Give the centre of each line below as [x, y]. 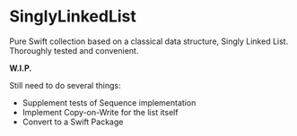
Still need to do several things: [65, 85]
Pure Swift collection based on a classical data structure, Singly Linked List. [149, 41]
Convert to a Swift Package [73, 122]
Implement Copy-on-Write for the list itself [100, 112]
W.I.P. [21, 68]
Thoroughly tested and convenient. [74, 50]
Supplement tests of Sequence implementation [109, 102]
